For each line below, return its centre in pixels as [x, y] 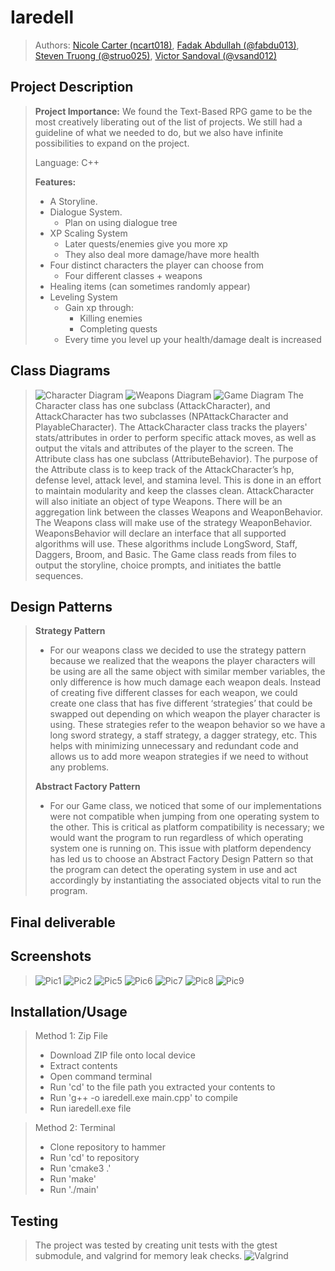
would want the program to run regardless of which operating [176, 838]
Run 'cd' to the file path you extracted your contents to [162, 1087]
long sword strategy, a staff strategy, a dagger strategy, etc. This [183, 735]
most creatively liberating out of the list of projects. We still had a [168, 122]
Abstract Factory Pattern [87, 787]
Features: [55, 182]
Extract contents [83, 1066]
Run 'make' [73, 1179]
